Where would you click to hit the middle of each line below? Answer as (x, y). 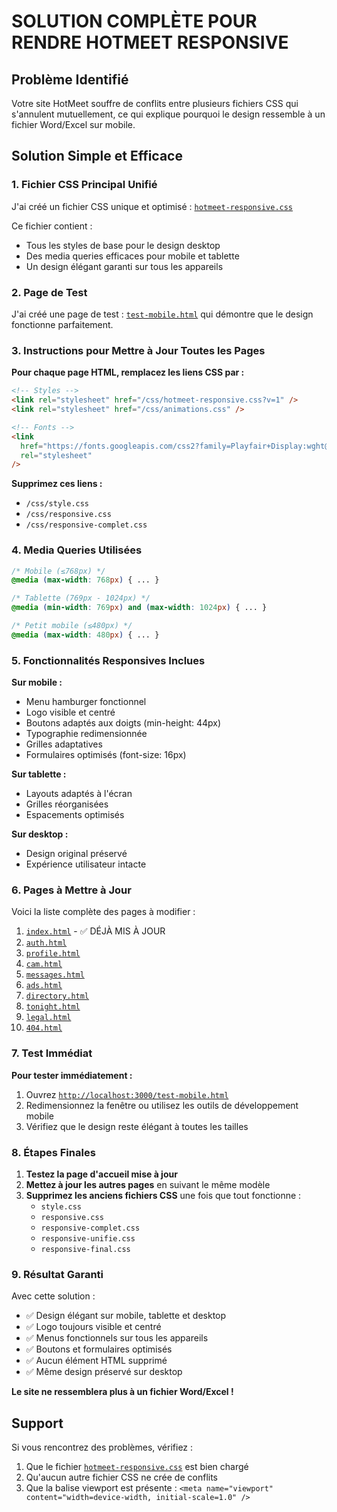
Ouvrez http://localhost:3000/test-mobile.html (127, 1094)
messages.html (55, 975)
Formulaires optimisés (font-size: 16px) (106, 755)
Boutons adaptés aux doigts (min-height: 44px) (123, 723)
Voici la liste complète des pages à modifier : (103, 912)
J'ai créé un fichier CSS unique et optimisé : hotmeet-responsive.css (152, 206)
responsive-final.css (85, 1250)
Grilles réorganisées (67, 804)
